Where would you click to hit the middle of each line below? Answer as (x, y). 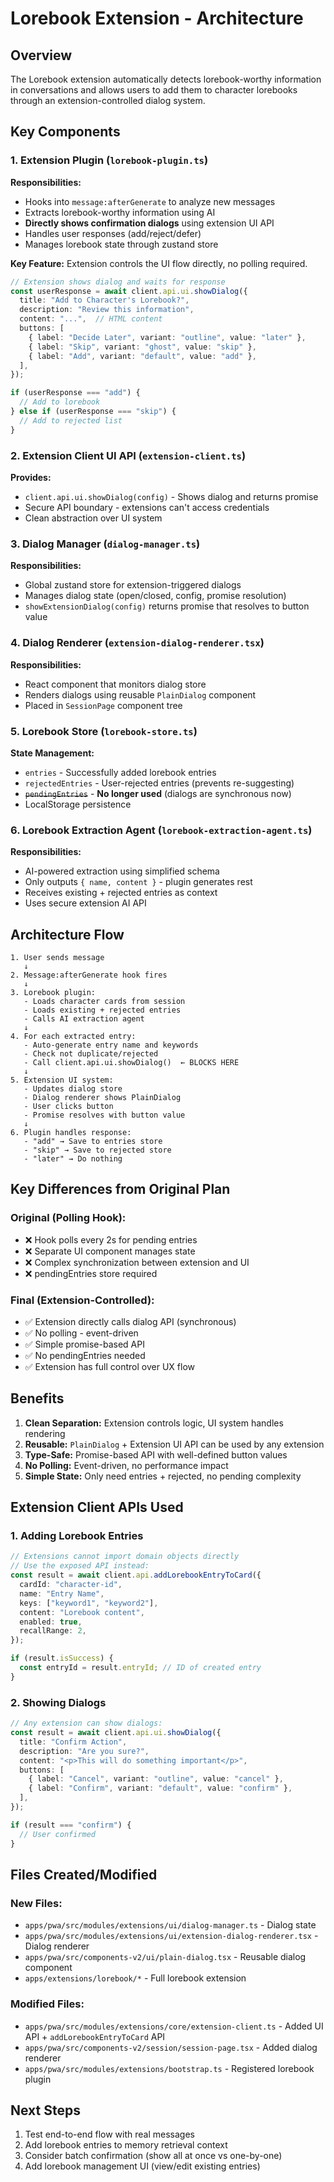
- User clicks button (68, 1106)
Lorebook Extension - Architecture (157, 18)
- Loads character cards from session (104, 1001)
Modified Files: (47, 2004)
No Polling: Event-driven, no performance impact (126, 1465)
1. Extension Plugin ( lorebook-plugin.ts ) (109, 160)
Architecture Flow (67, 934)
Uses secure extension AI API (85, 903)
